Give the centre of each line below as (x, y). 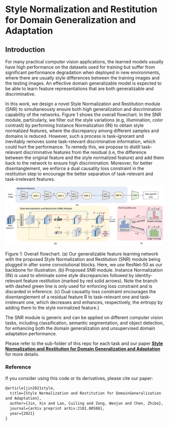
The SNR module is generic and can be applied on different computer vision (84, 317)
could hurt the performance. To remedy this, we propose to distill (73, 147)
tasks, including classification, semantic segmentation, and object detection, (85, 323)
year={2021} (22, 413)
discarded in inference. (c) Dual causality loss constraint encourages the (81, 291)
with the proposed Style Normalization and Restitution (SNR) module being (83, 259)
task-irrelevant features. (30, 179)
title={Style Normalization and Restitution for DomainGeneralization (86, 393)
